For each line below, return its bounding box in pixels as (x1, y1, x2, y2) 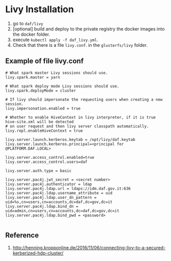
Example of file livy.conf (5, 57, 84, 66)
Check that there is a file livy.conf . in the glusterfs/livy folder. (12, 42, 148, 48)
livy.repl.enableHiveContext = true (5, 128, 83, 133)
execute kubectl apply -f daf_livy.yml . (12, 37, 98, 43)
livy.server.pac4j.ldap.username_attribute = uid (5, 190, 113, 195)
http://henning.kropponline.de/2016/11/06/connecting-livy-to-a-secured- (12, 244, 166, 250)
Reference (5, 231, 39, 240)
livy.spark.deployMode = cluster (5, 88, 76, 93)
